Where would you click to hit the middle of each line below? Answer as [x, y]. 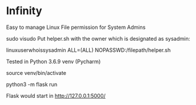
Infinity [24, 11]
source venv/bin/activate [36, 73]
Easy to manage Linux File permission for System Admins [76, 27]
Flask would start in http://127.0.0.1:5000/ [56, 96]
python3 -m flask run [32, 84]
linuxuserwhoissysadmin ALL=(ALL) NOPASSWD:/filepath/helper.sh [89, 50]
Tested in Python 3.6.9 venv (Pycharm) [53, 61]
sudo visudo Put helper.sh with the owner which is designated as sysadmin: [98, 38]
